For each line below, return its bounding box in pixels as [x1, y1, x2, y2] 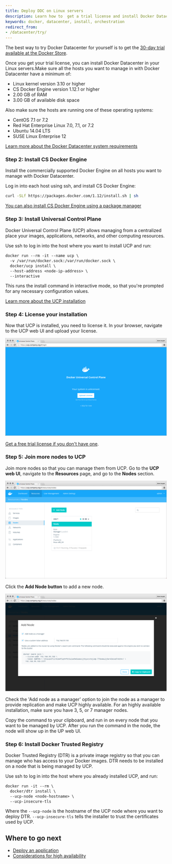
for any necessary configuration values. [5, 288, 90, 294]
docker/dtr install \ [10, 789, 56, 794]
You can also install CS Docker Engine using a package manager [5, 203, 142, 209]
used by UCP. [5, 819, 34, 825]
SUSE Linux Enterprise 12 [12, 133, 67, 139]
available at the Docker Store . [5, 50, 68, 56]
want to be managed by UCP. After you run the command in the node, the [5, 723, 160, 729]
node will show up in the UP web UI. [5, 728, 81, 734]
